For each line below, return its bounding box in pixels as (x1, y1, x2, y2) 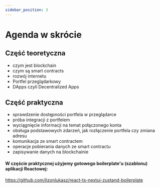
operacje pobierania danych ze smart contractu (12, 144, 111, 150)
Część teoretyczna (5, 49, 66, 58)
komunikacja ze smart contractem (12, 138, 83, 144)
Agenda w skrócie (5, 29, 82, 40)
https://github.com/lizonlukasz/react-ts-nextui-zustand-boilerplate (5, 177, 143, 183)
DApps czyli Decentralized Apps (12, 83, 79, 89)
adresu (12, 133, 28, 139)
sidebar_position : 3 (5, 7, 49, 13)
